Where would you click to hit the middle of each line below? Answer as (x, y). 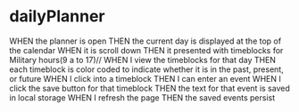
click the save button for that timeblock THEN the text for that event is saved (149, 88)
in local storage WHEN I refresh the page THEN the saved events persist (142, 97)
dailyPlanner (57, 16)
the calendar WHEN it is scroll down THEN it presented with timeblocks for (146, 50)
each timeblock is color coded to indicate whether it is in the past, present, (146, 69)
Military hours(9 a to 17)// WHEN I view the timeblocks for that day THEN (143, 60)
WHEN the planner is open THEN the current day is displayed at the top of (145, 41)
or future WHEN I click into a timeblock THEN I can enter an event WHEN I (145, 78)
